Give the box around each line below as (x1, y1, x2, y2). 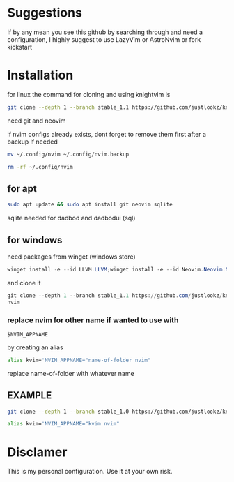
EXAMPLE (7, 389, 52, 402)
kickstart (7, 43, 33, 51)
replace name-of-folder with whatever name (7, 369, 134, 377)
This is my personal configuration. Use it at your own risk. (7, 467, 173, 476)
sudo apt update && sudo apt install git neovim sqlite (7, 201, 173, 209)
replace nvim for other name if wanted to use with (7, 315, 179, 325)
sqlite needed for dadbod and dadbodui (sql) (7, 214, 136, 223)
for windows (7, 234, 63, 246)
